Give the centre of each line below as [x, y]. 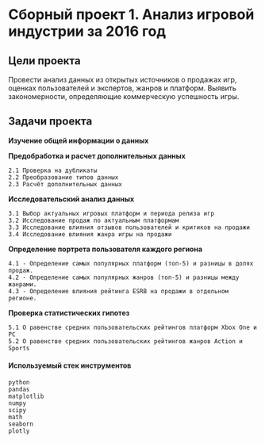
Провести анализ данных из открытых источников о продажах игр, [123, 80]
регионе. [23, 298]
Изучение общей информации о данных [79, 140]
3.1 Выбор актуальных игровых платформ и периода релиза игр [111, 213]
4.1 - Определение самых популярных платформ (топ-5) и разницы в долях [131, 263]
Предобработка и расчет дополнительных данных [97, 155]
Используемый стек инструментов [70, 365]
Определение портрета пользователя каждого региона [106, 249]
